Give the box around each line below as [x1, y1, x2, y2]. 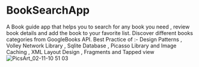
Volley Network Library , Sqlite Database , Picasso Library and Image [6, 42, 177, 49]
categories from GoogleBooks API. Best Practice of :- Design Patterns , [6, 36, 182, 43]
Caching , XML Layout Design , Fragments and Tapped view [6, 48, 155, 55]
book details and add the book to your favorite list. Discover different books [6, 29, 194, 36]
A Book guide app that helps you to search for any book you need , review [6, 23, 190, 30]
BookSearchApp [6, 4, 90, 17]
